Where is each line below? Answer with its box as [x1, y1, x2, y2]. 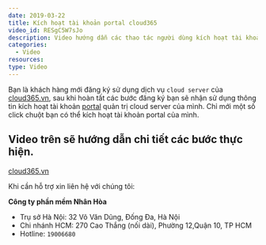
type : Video [8, 63, 47, 71]
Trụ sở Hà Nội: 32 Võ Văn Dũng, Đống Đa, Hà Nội [19, 212, 180, 221]
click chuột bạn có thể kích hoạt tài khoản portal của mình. [8, 110, 199, 119]
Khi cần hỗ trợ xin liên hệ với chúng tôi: [8, 181, 135, 190]
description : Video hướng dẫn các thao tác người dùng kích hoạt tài [8, 33, 243, 42]
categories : [8, 41, 47, 49]
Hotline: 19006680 [19, 228, 76, 238]
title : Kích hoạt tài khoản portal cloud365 [8, 19, 158, 27]
